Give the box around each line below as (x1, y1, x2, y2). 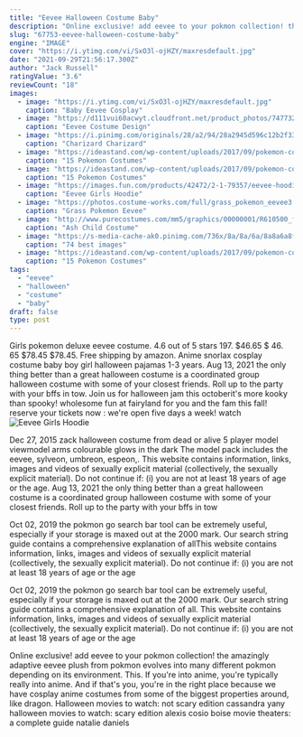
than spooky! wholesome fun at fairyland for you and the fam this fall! (9, 398, 268, 409)
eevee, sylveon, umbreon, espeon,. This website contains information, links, (9, 453, 291, 465)
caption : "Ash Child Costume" (25, 223, 140, 232)
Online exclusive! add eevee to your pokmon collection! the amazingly (9, 650, 270, 661)
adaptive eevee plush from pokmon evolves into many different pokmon (9, 660, 277, 671)
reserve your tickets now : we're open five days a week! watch (9, 407, 242, 418)
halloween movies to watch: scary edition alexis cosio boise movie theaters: (9, 708, 291, 719)
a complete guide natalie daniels (9, 717, 130, 728)
